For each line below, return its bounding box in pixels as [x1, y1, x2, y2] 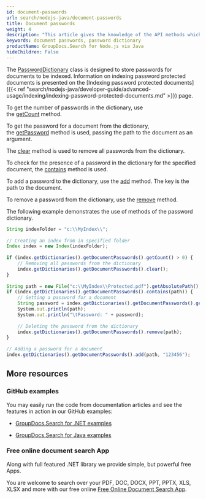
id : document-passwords [6, 9, 67, 15]
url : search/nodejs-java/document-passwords [6, 15, 122, 21]
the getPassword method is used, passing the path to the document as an [6, 128, 193, 136]
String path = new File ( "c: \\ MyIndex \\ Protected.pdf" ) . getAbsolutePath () [6, 283, 199, 289]
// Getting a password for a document [17, 295, 116, 301]
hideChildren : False [6, 49, 59, 55]
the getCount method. [6, 110, 63, 117]
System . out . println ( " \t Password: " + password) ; [17, 311, 144, 318]
